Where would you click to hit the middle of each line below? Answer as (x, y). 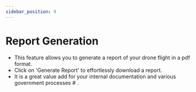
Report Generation (52, 41)
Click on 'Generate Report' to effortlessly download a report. (88, 70)
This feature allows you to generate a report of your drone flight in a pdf (102, 58)
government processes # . (46, 83)
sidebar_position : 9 (31, 12)
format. (23, 64)
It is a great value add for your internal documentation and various (95, 76)
